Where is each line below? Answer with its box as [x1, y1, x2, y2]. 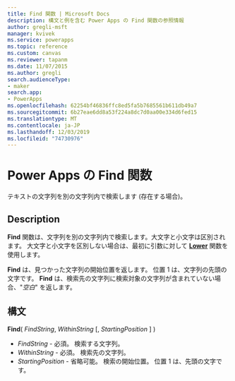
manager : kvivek [7, 30, 55, 37]
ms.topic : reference [7, 43, 68, 50]
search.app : [7, 89, 42, 96]
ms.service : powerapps [7, 37, 74, 44]
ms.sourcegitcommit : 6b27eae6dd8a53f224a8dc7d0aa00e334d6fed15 [7, 109, 198, 116]
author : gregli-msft [7, 23, 68, 30]
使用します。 [7, 250, 44, 258]
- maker [7, 83, 30, 90]
